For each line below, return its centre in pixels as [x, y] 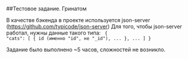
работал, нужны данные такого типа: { [57, 33]
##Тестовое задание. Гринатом [46, 9]
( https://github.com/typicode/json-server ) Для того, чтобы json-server [94, 27]
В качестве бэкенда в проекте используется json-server [78, 20]
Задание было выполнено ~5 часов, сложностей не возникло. [86, 49]
